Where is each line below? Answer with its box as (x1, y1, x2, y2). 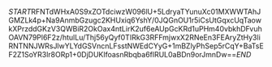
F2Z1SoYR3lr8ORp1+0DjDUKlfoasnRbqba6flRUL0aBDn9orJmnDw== (8, 50, 237, 59)
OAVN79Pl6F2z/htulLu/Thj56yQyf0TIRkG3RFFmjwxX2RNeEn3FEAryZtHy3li (8, 32, 261, 42)
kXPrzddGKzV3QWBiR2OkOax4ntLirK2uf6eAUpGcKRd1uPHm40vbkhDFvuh (8, 24, 262, 33)
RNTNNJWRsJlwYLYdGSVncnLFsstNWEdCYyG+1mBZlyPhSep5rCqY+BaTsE (8, 41, 264, 51)
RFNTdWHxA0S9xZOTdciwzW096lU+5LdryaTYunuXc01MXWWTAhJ (31, 7, 261, 16)
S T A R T (8, 7, 32, 16)
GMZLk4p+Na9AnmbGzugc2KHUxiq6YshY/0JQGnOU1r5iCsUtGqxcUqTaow (8, 15, 262, 25)
